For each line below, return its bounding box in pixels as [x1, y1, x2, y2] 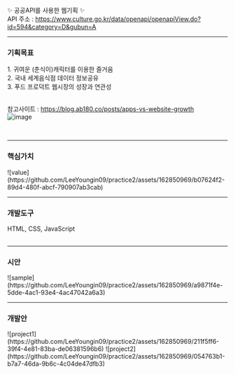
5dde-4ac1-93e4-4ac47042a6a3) [7, 289, 106, 297]
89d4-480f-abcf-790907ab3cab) [7, 182, 104, 191]
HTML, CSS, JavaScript [7, 224, 76, 233]
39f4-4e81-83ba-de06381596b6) [7, 345, 104, 353]
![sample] [7, 273, 35, 282]
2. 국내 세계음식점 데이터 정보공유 [7, 74, 99, 82]
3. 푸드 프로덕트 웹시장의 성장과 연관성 [7, 82, 112, 91]
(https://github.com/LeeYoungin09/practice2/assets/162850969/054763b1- [7, 352, 225, 361]
